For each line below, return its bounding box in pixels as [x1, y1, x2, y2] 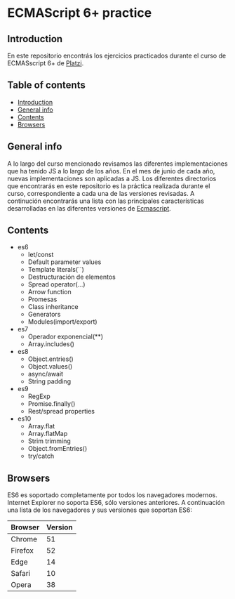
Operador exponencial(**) [27, 332, 104, 341]
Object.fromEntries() [27, 445, 88, 453]
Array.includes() [27, 340, 75, 348]
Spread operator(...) [27, 280, 86, 289]
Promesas [27, 295, 58, 303]
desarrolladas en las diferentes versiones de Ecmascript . [7, 204, 172, 212]
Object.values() [27, 362, 73, 371]
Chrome [11, 534, 37, 544]
